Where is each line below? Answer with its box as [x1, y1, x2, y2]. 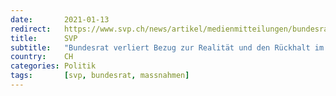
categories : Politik [10, 61, 97, 71]
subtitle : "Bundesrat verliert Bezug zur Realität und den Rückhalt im [10, 42, 325, 53]
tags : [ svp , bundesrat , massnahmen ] [10, 71, 190, 81]
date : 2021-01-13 [10, 14, 110, 25]
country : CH [10, 52, 74, 62]
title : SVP [10, 33, 78, 43]
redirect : [10, 24, 52, 34]
